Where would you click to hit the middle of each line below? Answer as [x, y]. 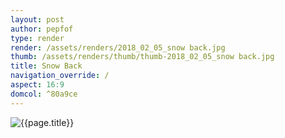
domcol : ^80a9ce [44, 94]
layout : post [37, 19]
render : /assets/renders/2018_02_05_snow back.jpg [118, 47]
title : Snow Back [46, 66]
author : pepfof [42, 29]
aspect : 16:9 [37, 85]
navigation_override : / [60, 76]
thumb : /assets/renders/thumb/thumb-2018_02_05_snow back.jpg [142, 57]
